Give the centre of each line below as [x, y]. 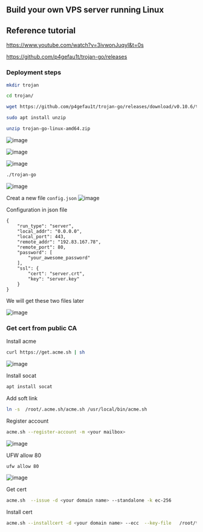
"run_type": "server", [46, 226]
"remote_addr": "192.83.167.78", [59, 242]
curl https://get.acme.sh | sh [46, 352]
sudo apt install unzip [36, 118]
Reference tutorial [41, 31]
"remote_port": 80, [42, 247]
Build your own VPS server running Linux [85, 10]
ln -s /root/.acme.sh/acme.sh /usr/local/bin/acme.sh [77, 409]
